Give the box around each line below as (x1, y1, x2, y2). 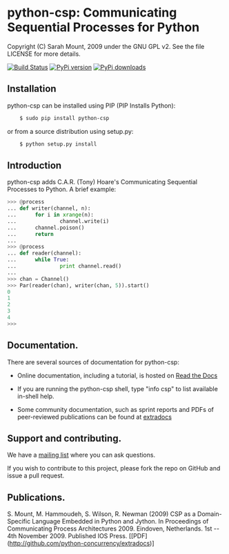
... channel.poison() (7, 224, 85, 231)
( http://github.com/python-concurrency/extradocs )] (7, 540, 155, 548)
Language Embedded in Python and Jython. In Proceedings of (32, 517, 209, 526)
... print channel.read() (7, 263, 122, 270)
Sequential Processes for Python (7, 19, 200, 35)
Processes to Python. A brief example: (7, 185, 117, 194)
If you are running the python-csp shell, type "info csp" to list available (17, 384, 219, 393)
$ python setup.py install (19, 140, 97, 148)
